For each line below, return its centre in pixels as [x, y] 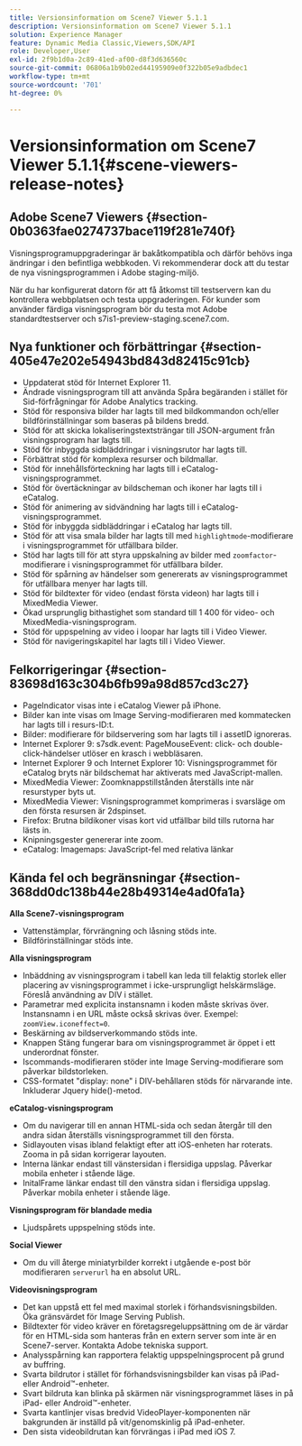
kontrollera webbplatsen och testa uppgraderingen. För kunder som [135, 299]
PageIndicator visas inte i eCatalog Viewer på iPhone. [122, 705]
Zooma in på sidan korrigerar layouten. [94, 1154]
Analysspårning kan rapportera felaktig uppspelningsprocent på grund [153, 1355]
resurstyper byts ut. [59, 792]
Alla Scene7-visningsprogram [67, 913]
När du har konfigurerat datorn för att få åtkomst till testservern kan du [140, 290]
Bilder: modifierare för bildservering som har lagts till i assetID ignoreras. [157, 734]
